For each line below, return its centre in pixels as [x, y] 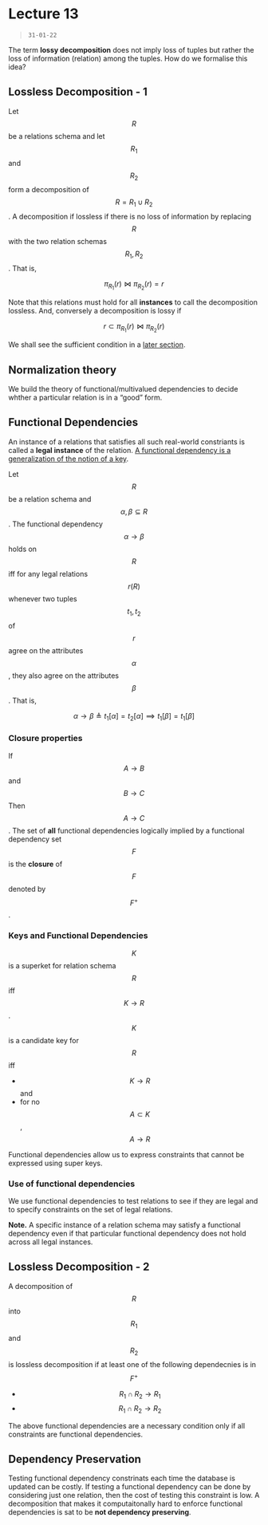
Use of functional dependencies [72, 1184]
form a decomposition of [49, 190]
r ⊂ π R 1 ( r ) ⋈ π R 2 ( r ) [134, 328]
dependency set [35, 839]
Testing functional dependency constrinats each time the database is [122, 1478]
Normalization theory [63, 370]
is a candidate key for [44, 1040]
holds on [23, 549]
